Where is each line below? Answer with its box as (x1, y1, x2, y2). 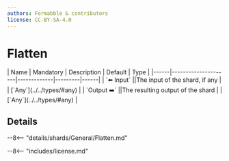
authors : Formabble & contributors (7, 10, 109, 17)
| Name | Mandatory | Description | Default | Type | (7, 68, 150, 76)
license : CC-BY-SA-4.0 (7, 16, 72, 23)
